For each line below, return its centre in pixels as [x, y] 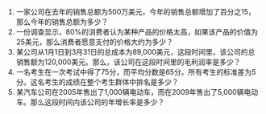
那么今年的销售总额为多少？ [62, 22]
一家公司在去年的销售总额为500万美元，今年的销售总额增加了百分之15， [135, 12]
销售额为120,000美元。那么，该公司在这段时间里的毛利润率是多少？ [128, 62]
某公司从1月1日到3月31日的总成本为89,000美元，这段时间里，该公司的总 [135, 52]
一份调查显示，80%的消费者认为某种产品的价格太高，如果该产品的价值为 [137, 32]
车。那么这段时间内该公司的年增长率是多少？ [90, 102]
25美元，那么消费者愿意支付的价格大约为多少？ [94, 42]
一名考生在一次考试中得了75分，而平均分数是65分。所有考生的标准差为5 [136, 72]
